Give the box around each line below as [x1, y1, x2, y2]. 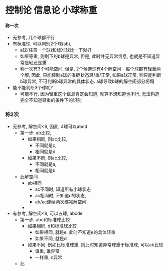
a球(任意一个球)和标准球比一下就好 [20, 47, 92, 53]
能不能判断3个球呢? [12, 85, 53, 91]
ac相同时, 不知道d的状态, [35, 192, 86, 198]
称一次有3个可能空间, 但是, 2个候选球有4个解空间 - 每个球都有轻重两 [20, 66, 161, 72]
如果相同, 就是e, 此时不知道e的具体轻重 [35, 229, 116, 235]
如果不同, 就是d [35, 235, 67, 241]
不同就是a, [35, 161, 57, 167]
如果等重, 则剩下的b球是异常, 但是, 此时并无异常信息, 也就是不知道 [20, 53, 156, 59]
